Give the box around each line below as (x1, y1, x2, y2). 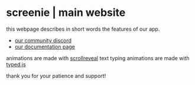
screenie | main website (6, 6, 126, 19)
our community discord (14, 37, 72, 44)
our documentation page (14, 43, 76, 50)
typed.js (6, 61, 26, 68)
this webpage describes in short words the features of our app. (6, 25, 160, 32)
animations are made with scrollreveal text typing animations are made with (6, 54, 190, 61)
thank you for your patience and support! (6, 72, 106, 79)
